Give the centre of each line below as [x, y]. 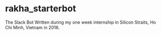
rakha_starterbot [41, 9]
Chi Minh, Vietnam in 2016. [32, 27]
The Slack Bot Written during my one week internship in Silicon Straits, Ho [80, 22]
